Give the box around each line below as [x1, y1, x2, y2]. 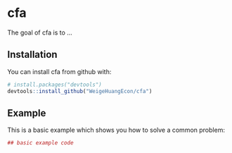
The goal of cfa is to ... [7, 28, 72, 37]
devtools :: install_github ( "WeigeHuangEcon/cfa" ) [7, 87, 153, 94]
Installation [7, 49, 58, 61]
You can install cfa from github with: [7, 67, 112, 75]
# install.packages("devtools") [7, 81, 102, 88]
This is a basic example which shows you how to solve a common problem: [7, 126, 225, 135]
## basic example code [7, 140, 74, 147]
